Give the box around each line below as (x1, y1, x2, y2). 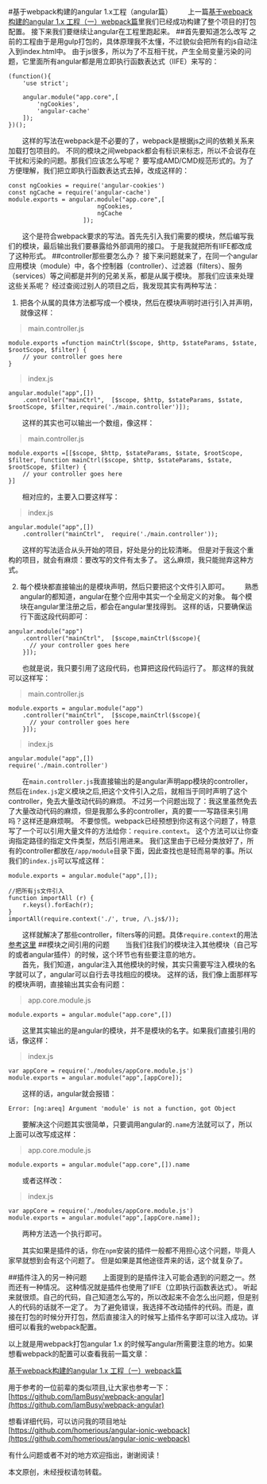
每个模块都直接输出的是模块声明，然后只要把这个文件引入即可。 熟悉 (19, 582, 259, 591)
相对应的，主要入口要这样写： (22, 492, 120, 501)
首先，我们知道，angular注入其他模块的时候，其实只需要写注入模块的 (22, 960, 249, 969)
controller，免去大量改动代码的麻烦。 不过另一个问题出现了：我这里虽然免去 (8, 797, 257, 806)
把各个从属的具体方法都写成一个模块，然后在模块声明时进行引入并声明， (19, 298, 257, 307)
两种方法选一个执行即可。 (22, 1229, 106, 1238)
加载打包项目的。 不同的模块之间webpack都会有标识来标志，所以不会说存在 (8, 146, 257, 155)
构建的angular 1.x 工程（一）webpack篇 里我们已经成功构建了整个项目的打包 (8, 17, 257, 26)
